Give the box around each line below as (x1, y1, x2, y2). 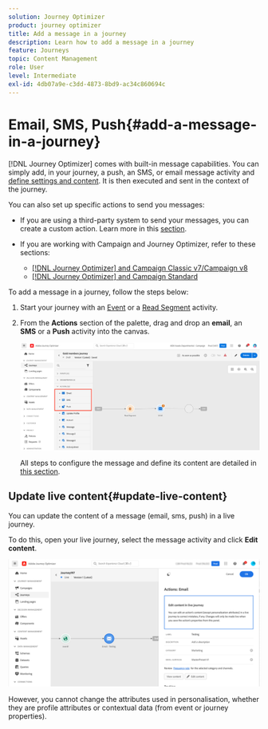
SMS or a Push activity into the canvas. (19, 326, 150, 336)
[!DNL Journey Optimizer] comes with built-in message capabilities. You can (8, 159, 259, 168)
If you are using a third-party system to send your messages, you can (19, 215, 250, 225)
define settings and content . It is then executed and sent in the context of (8, 175, 250, 185)
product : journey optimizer (8, 21, 102, 30)
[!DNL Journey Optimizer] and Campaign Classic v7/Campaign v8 (31, 263, 249, 273)
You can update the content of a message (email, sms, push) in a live (8, 510, 235, 520)
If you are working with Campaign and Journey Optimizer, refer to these (19, 239, 256, 249)
